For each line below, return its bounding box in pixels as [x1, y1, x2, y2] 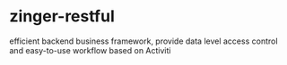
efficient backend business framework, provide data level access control [9, 36, 278, 46]
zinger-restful [9, 6, 115, 27]
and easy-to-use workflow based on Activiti [9, 45, 171, 55]
